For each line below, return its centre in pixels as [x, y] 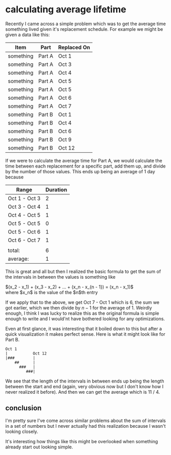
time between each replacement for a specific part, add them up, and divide [85, 166]
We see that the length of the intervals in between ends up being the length [85, 381]
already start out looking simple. [39, 447]
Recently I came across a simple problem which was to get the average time [86, 24]
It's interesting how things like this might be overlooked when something [82, 441]
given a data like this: [28, 34]
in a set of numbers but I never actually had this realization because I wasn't [85, 426]
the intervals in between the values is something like [61, 277]
